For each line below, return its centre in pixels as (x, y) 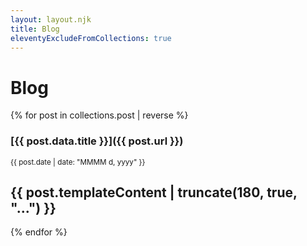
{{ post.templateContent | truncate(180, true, (154, 192)
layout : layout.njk (51, 19)
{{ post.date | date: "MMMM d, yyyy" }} (78, 162)
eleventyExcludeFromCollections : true (91, 38)
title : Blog (35, 29)
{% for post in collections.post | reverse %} (99, 115)
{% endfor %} (39, 232)
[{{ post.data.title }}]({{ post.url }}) (97, 141)
